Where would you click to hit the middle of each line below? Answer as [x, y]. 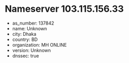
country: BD [25, 39]
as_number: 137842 [33, 23]
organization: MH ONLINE [40, 45]
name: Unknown [30, 28]
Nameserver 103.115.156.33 [64, 9]
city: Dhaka [24, 34]
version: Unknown [31, 50]
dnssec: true [25, 56]
